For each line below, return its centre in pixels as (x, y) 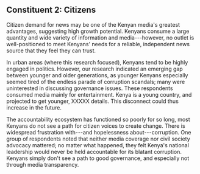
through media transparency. (43, 164)
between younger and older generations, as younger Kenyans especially (97, 75)
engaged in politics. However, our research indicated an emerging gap (95, 69)
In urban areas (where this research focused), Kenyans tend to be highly (97, 62)
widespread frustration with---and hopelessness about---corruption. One (99, 132)
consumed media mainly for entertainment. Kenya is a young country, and (99, 94)
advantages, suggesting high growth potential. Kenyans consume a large (98, 31)
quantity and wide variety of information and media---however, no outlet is (100, 37)
